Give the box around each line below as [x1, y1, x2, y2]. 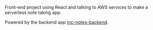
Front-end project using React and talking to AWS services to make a [5, 4, 148, 10]
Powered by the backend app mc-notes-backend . [5, 19, 109, 25]
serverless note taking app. [5, 9, 62, 15]
